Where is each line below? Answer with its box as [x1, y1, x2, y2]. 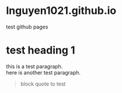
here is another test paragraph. [6, 69, 81, 76]
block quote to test [20, 80, 66, 87]
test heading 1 [6, 44, 75, 57]
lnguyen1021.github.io [6, 4, 117, 17]
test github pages [6, 23, 48, 30]
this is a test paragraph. [6, 63, 63, 70]
